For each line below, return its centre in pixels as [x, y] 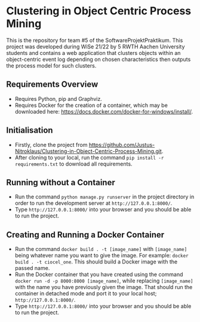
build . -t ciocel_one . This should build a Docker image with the [96, 262]
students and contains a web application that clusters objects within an [93, 53]
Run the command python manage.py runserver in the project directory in [104, 197]
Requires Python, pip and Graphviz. [59, 99]
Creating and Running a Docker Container [85, 234]
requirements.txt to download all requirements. [73, 164]
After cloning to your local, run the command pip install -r [89, 157]
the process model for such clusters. [51, 65]
